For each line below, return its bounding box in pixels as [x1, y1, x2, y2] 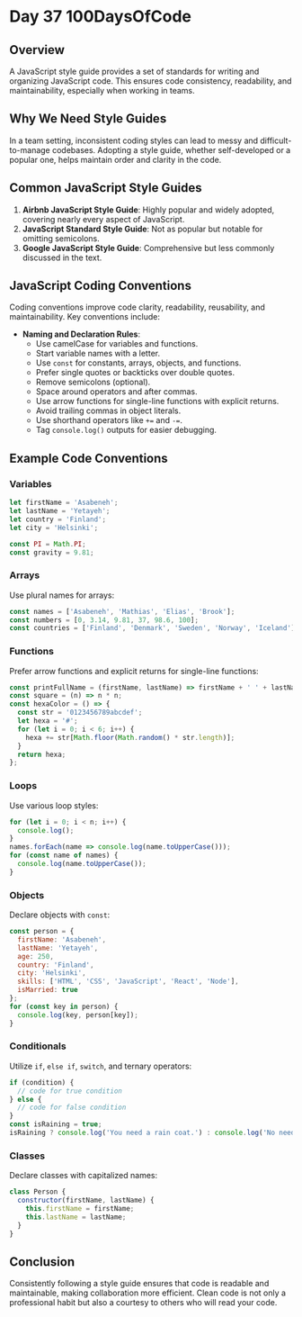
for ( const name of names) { [9, 851, 119, 861]
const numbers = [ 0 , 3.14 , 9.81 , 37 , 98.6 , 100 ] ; [9, 615, 200, 625]
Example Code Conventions [9, 450, 168, 465]
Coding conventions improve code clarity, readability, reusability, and [9, 302, 265, 312]
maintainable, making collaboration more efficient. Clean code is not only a [9, 1287, 286, 1298]
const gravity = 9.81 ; [9, 547, 94, 557]
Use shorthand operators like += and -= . [35, 415, 182, 426]
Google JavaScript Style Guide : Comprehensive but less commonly [22, 242, 275, 253]
